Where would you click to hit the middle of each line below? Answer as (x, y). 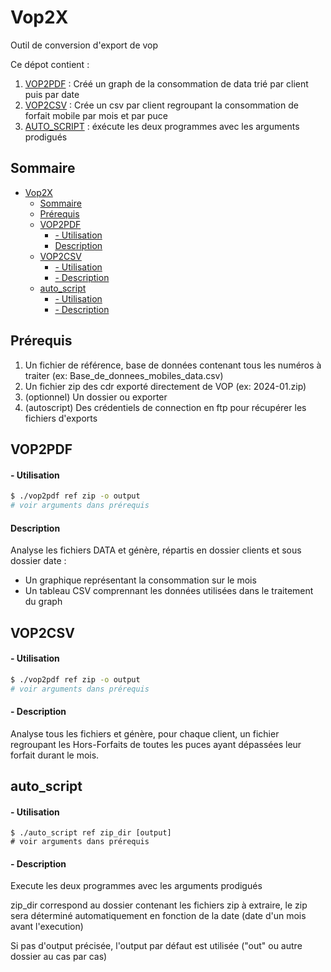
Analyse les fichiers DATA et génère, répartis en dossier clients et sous (156, 550)
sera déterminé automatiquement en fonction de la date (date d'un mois (158, 916)
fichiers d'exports (61, 418)
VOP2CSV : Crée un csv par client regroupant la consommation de (161, 105)
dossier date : (38, 561)
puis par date (52, 94)
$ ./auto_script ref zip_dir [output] (91, 833)
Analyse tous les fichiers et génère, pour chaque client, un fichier (145, 733)
